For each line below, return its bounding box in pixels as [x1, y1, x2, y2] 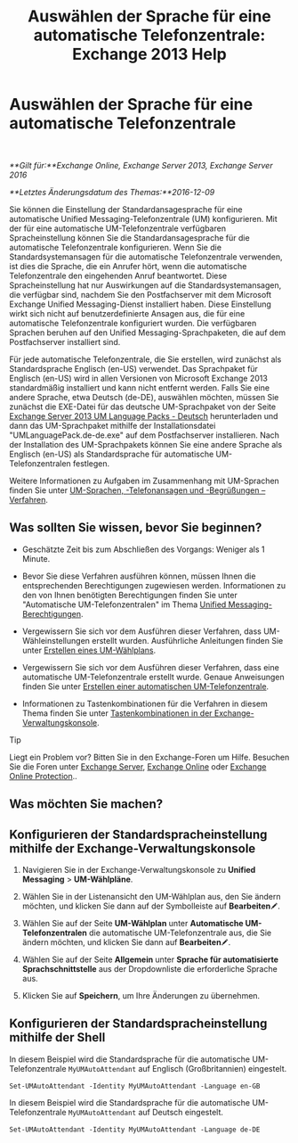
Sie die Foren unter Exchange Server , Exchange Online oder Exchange [9, 761, 267, 772]
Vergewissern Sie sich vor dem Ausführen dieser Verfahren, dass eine [21, 662, 280, 672]
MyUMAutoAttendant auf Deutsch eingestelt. [68, 1106, 224, 1117]
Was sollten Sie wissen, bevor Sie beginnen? [9, 520, 262, 536]
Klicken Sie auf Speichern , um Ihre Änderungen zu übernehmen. [21, 990, 261, 1000]
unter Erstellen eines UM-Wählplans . [21, 645, 157, 655]
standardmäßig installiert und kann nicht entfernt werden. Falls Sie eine [9, 382, 270, 393]
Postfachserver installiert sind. [9, 336, 121, 347]
